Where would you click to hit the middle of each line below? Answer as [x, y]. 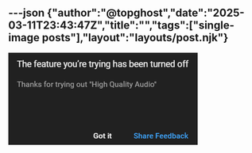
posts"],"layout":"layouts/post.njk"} [135, 38]
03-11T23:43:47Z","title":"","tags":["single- [121, 26]
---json [27, 13]
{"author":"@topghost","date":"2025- [145, 13]
